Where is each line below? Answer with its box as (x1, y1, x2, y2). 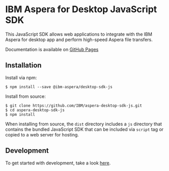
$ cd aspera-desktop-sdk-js (5, 108, 65, 113)
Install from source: (5, 93, 46, 99)
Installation (5, 61, 42, 70)
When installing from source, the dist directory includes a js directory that (5, 121, 162, 127)
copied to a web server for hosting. (5, 131, 79, 138)
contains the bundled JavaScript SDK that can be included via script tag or (5, 126, 164, 132)
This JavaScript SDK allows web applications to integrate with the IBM (5, 31, 153, 37)
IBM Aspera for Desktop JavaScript (5, 4, 157, 15)
